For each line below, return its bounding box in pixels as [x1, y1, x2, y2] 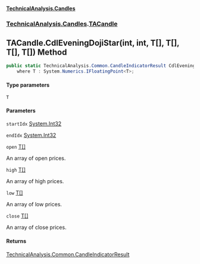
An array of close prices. [6, 224, 67, 231]
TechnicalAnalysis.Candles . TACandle [6, 20, 118, 28]
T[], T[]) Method [6, 47, 67, 57]
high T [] [6, 166, 26, 174]
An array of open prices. [6, 155, 66, 162]
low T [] [6, 189, 23, 196]
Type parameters [6, 81, 50, 89]
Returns [6, 238, 27, 245]
